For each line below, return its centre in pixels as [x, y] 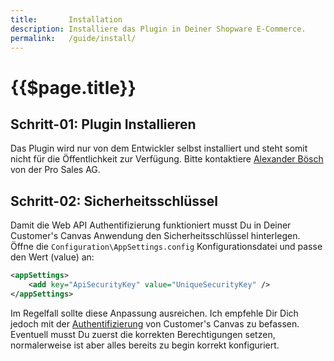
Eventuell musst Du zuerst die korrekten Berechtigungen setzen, [143, 334]
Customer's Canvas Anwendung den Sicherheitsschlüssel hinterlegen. [155, 236]
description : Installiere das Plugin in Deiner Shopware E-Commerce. [158, 29]
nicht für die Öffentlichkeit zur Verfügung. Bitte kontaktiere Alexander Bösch [167, 159]
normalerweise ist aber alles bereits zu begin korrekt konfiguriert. [145, 345]
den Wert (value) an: [52, 257]
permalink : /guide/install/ [73, 38]
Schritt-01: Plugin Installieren [103, 124]
